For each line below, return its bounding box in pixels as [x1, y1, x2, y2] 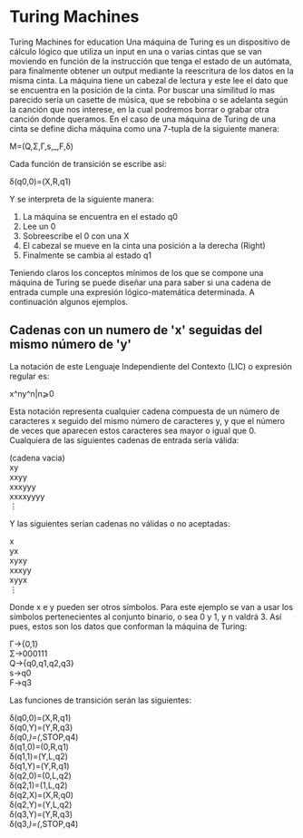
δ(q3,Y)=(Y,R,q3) [9, 808, 73, 819]
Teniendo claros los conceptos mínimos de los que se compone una [9, 267, 264, 278]
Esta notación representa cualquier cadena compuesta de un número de [9, 406, 280, 417]
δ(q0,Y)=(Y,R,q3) [9, 722, 73, 733]
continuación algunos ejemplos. [9, 296, 129, 307]
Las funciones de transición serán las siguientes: [9, 695, 192, 705]
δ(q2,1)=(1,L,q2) [9, 779, 68, 791]
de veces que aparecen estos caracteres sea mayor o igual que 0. [9, 425, 257, 436]
